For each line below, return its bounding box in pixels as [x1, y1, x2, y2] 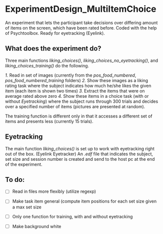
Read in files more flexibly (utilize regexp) [12, 188, 96, 195]
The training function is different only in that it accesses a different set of [5, 113, 153, 119]
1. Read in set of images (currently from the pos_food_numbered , [5, 72, 136, 78]
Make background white [12, 223, 61, 229]
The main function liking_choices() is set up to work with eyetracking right [5, 146, 155, 151]
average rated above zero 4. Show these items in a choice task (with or [5, 93, 149, 99]
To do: [5, 175, 25, 184]
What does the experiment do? [5, 44, 102, 53]
